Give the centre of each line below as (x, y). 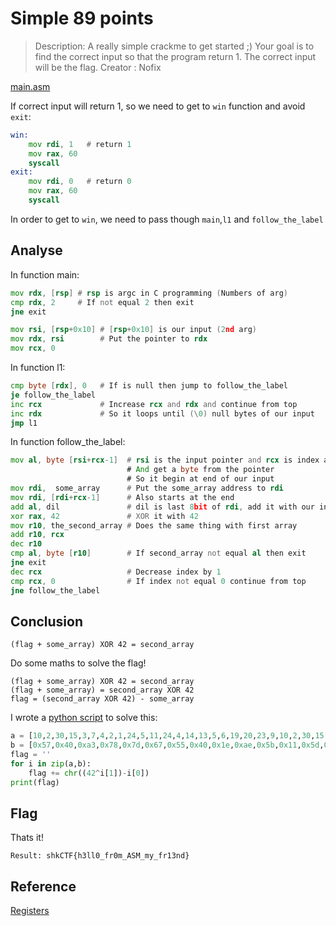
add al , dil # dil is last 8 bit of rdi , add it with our (162, 507)
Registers (30, 911)
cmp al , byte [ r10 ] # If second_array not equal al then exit (158, 553)
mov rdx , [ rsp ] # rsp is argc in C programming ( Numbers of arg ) (149, 293)
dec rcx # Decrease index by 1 (116, 572)
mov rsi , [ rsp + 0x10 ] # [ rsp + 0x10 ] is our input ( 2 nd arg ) (133, 330)
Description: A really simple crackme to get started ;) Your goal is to (174, 46)
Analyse (36, 250)
